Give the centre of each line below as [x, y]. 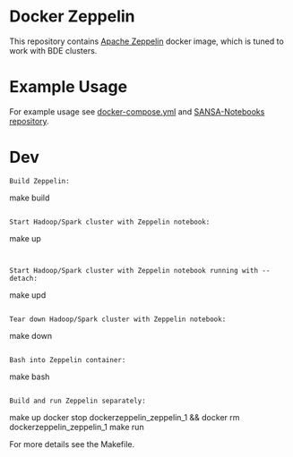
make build [30, 198]
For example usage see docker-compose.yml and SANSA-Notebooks [137, 111]
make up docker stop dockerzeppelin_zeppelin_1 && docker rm [125, 417]
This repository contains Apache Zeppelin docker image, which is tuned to [146, 41]
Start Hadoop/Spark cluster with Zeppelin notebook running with [134, 270]
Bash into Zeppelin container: [68, 360]
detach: [24, 278]
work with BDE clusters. [53, 50]
